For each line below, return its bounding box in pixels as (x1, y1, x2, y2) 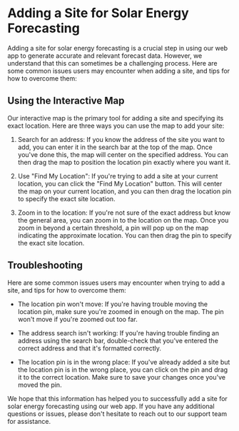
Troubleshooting (7, 259, 83, 272)
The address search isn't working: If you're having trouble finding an (17, 328, 220, 337)
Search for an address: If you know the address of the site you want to (17, 135, 225, 143)
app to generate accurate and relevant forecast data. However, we (7, 51, 203, 60)
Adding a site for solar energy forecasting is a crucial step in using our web (7, 44, 228, 52)
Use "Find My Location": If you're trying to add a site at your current (17, 171, 218, 180)
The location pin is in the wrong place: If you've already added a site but (17, 358, 230, 366)
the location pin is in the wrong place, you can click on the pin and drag (17, 365, 228, 374)
